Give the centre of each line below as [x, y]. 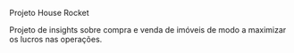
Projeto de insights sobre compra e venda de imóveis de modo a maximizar [148, 30]
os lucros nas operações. [56, 39]
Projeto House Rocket [49, 13]
